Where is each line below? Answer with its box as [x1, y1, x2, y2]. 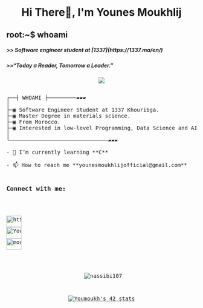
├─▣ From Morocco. [6, 118, 61, 125]
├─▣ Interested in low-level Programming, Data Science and [6, 124, 188, 131]
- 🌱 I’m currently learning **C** [6, 148, 109, 156]
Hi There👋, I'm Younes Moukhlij [21, 5, 182, 19]
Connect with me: [6, 185, 66, 192]
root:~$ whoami [6, 30, 68, 40]
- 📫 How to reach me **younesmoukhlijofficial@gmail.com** [6, 162, 187, 168]
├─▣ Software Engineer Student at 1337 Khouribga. [6, 106, 159, 113]
